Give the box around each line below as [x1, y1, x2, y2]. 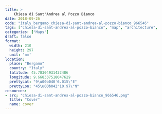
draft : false [5, 34, 32, 39]
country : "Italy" [9, 66, 45, 71]
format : [5, 39, 21, 44]
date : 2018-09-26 [5, 16, 40, 21]
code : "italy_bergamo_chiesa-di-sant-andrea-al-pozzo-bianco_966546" [5, 20, 149, 26]
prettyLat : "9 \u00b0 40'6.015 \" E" [9, 79, 77, 84]
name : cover [9, 102, 34, 107]
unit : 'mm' [9, 52, 32, 57]
